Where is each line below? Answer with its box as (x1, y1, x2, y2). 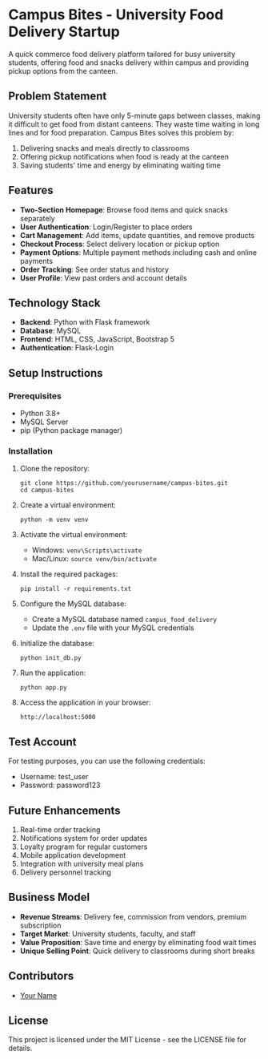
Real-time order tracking (19, 824, 101, 835)
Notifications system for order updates (19, 833, 148, 843)
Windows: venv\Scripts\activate (31, 545, 142, 555)
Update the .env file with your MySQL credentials (31, 623, 194, 633)
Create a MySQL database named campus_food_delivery (31, 615, 218, 624)
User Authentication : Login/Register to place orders (19, 222, 194, 232)
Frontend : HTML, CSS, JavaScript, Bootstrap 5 (19, 334, 174, 344)
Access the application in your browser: (19, 697, 151, 707)
